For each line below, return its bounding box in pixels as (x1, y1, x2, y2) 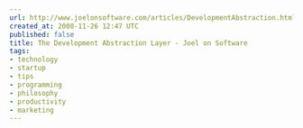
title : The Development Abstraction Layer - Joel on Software (9, 38, 248, 48)
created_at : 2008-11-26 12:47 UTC (9, 22, 140, 31)
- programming (9, 80, 63, 89)
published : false (9, 30, 75, 39)
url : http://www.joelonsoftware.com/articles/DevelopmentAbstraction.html (9, 13, 297, 23)
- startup (9, 64, 47, 73)
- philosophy (9, 88, 59, 97)
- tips (9, 72, 34, 81)
